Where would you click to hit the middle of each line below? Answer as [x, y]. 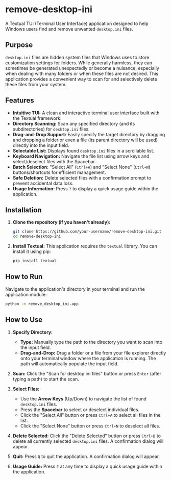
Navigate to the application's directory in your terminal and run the [75, 289]
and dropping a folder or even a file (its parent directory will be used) [85, 140]
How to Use [24, 320]
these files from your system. [36, 84]
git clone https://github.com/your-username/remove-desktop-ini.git [87, 232]
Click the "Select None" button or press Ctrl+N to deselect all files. [90, 426]
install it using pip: [32, 251]
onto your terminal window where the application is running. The [88, 358]
